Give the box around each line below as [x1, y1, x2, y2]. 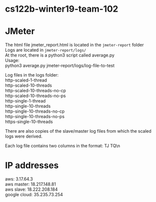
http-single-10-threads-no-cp [5, 108, 65, 114]
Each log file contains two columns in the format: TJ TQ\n [5, 143, 120, 149]
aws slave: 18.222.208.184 [5, 186, 58, 192]
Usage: [5, 58, 19, 63]
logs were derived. [5, 133, 43, 140]
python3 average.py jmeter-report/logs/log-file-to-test [5, 62, 115, 69]
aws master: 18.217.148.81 [5, 182, 56, 187]
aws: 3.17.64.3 [5, 176, 33, 182]
